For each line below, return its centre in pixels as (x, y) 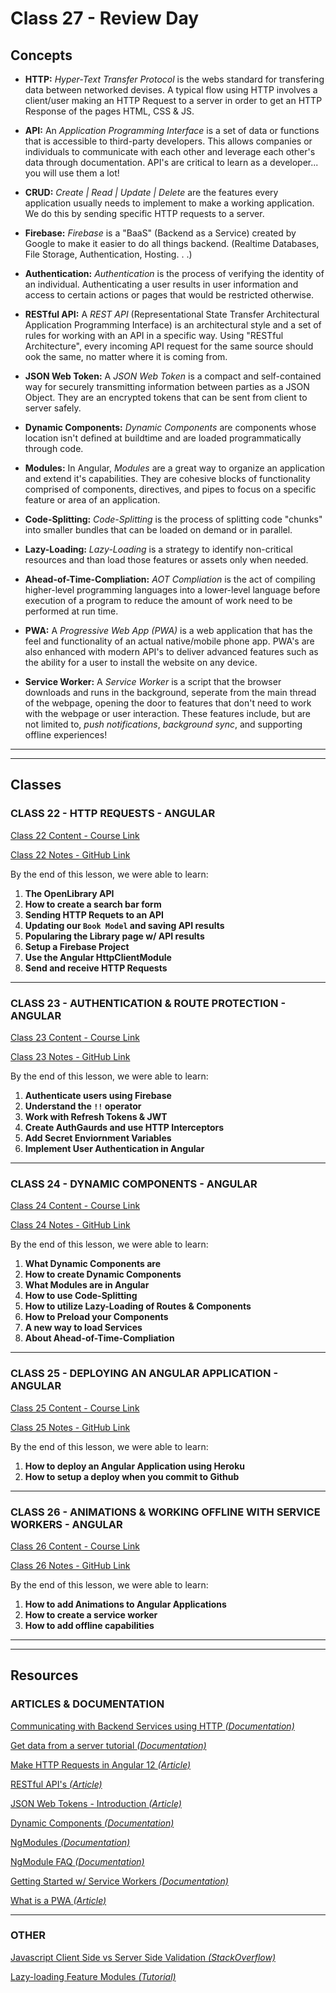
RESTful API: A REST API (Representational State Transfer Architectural (172, 314)
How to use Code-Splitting (81, 1296)
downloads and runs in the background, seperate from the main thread (170, 692)
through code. (54, 448)
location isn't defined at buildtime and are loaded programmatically (163, 438)
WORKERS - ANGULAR (66, 1524)
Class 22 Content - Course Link (75, 835)
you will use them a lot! (72, 173)
